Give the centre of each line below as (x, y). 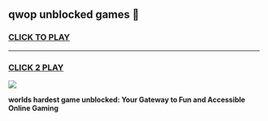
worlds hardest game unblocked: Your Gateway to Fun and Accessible (127, 100)
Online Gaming (33, 107)
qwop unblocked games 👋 (74, 15)
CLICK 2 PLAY (36, 67)
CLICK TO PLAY (39, 37)
